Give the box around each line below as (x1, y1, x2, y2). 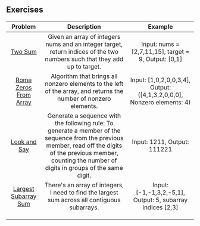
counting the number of (51, 156, 117, 165)
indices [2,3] (142, 203, 179, 211)
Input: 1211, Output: (132, 137, 189, 145)
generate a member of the (47, 126, 121, 135)
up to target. (67, 62, 101, 70)
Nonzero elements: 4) (130, 98, 191, 106)
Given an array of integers (47, 32, 121, 41)
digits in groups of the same (45, 163, 123, 172)
